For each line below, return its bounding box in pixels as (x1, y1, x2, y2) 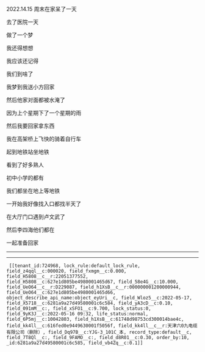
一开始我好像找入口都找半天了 (6, 200, 81, 207)
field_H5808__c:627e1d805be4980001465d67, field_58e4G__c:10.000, (6, 279, 179, 285)
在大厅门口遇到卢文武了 (6, 213, 65, 220)
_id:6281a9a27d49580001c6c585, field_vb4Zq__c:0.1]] (6, 340, 143, 346)
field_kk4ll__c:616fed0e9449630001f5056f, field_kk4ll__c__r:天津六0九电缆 (6, 323, 198, 329)
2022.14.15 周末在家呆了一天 (6, 5, 77, 12)
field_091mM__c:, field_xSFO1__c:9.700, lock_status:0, (6, 306, 151, 312)
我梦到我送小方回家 (6, 83, 55, 90)
